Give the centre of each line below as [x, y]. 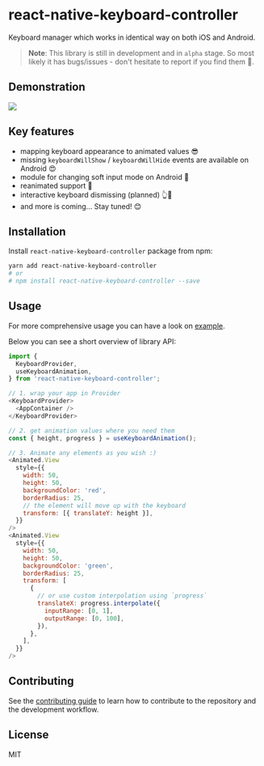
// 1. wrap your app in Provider [65, 394]
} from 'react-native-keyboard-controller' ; [84, 379]
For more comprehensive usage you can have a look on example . [117, 326]
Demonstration [47, 87]
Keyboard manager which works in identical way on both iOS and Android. [132, 37]
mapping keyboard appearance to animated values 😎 [109, 151]
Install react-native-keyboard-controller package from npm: [111, 251]
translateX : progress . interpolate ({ [99, 604]
